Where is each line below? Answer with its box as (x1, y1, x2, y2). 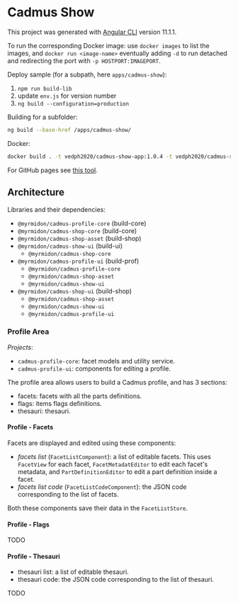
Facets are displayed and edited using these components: (7, 439, 176, 447)
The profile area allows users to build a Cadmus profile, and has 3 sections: (7, 378, 228, 386)
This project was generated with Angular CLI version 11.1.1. (7, 28, 177, 36)
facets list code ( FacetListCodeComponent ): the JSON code (17, 483, 187, 491)
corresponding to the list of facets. (17, 490, 119, 498)
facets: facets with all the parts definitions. (17, 391, 142, 400)
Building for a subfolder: (7, 113, 78, 121)
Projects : (7, 343, 33, 351)
